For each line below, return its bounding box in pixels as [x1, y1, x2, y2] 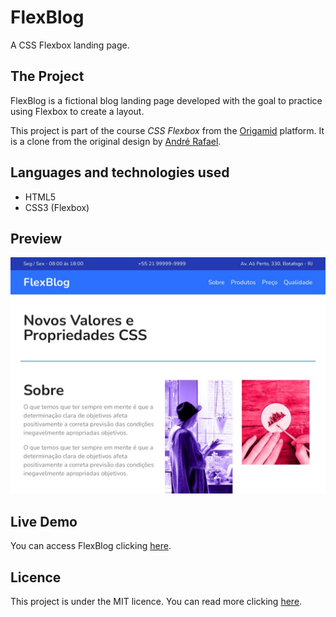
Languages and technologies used [10, 164, 230, 181]
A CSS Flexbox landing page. [10, 39, 130, 51]
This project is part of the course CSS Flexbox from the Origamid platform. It [10, 124, 325, 136]
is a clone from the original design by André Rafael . [10, 135, 222, 147]
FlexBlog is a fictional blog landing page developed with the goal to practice [10, 94, 323, 106]
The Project [10, 68, 85, 85]
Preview [10, 230, 63, 247]
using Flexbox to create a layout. [10, 105, 145, 117]
